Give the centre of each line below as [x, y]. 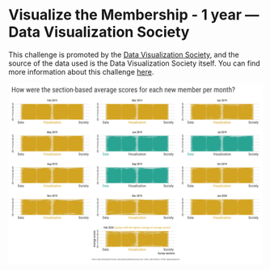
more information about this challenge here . [81, 71]
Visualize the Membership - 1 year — [134, 15]
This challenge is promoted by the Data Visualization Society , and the [124, 54]
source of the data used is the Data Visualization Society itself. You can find [134, 63]
